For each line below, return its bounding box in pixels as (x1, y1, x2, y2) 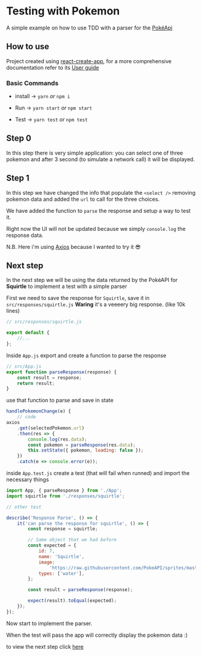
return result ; (17, 380, 55, 386)
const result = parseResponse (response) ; (28, 587, 133, 593)
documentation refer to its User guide (6, 64, 99, 71)
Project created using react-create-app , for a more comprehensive (6, 57, 172, 64)
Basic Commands (6, 79, 59, 87)
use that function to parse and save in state (6, 397, 114, 404)
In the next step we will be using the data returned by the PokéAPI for (6, 277, 178, 284)
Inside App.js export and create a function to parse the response (6, 352, 167, 359)
